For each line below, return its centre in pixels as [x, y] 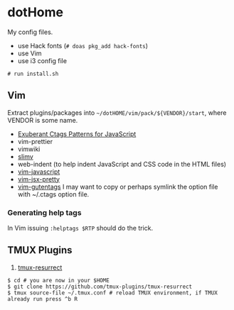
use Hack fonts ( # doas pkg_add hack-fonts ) [83, 45]
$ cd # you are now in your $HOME [59, 280]
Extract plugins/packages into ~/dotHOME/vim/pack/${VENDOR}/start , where [117, 112]
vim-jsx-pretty [39, 179]
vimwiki [29, 149]
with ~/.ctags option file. [53, 194]
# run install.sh [33, 74]
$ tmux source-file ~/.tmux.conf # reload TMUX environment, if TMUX [113, 293]
